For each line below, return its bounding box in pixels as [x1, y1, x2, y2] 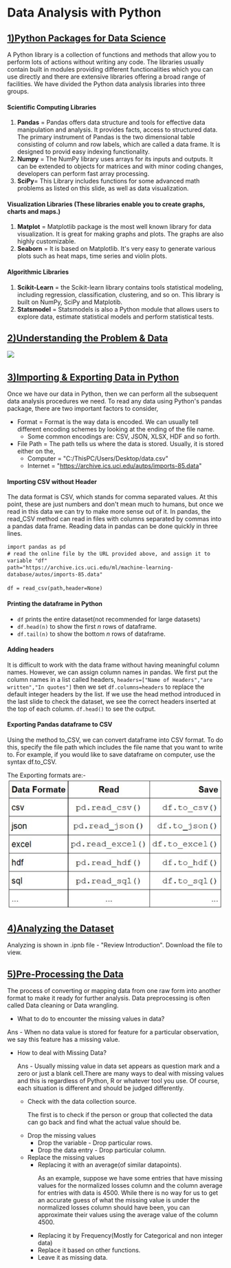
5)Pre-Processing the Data [7, 968, 124, 980]
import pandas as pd [7, 543, 67, 551]
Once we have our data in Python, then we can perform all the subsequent [7, 390, 218, 398]
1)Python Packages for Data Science [7, 32, 166, 44]
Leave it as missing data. [37, 1254, 108, 1262]
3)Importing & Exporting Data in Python [7, 371, 179, 383]
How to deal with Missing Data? [16, 1049, 107, 1057]
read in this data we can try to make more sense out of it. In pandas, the [7, 507, 211, 516]
